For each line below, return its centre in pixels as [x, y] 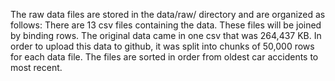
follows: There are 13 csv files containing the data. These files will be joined [166, 25]
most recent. [36, 67]
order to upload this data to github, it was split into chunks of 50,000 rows [162, 46]
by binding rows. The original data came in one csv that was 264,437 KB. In [166, 35]
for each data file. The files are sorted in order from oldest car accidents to [164, 57]
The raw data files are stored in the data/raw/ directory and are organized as [168, 14]
